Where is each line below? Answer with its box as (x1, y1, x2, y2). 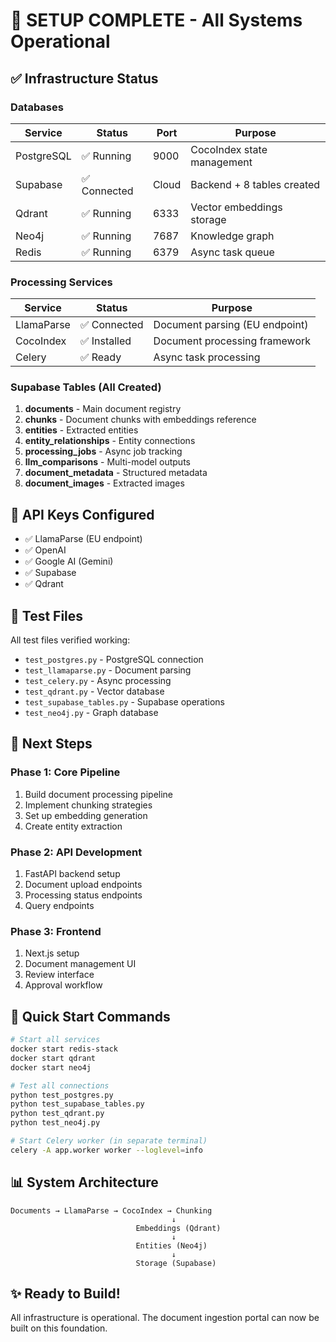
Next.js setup (24, 947, 80, 959)
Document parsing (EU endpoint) (153, 318, 309, 332)
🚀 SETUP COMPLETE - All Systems (10, 9, 303, 32)
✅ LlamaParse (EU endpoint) (24, 533, 143, 545)
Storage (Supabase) (135, 1258, 217, 1268)
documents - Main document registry (24, 403, 182, 415)
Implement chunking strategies (24, 799, 153, 811)
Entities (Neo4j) (135, 1240, 208, 1251)
